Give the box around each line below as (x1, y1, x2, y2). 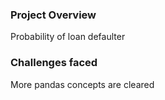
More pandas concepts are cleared (10, 78, 155, 90)
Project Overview (10, 8, 97, 22)
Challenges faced (10, 56, 98, 70)
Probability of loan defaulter (10, 31, 126, 43)
